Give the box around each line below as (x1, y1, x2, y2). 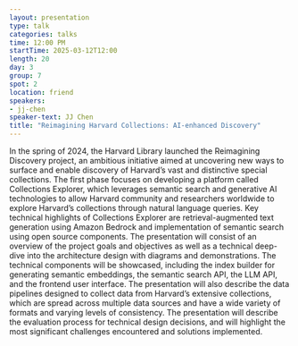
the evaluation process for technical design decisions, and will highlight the (9, 316, 286, 327)
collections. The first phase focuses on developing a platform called (9, 174, 259, 184)
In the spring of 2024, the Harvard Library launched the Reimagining (9, 146, 261, 156)
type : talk (9, 21, 50, 30)
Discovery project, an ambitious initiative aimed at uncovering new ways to (9, 156, 285, 165)
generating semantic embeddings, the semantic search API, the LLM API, (9, 269, 278, 280)
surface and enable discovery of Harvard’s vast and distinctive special (9, 165, 268, 175)
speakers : (9, 96, 46, 105)
